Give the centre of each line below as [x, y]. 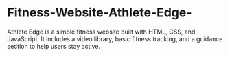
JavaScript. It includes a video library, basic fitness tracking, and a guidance [115, 38]
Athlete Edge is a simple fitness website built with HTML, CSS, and [101, 32]
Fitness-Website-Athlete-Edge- [100, 13]
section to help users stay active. [54, 46]
